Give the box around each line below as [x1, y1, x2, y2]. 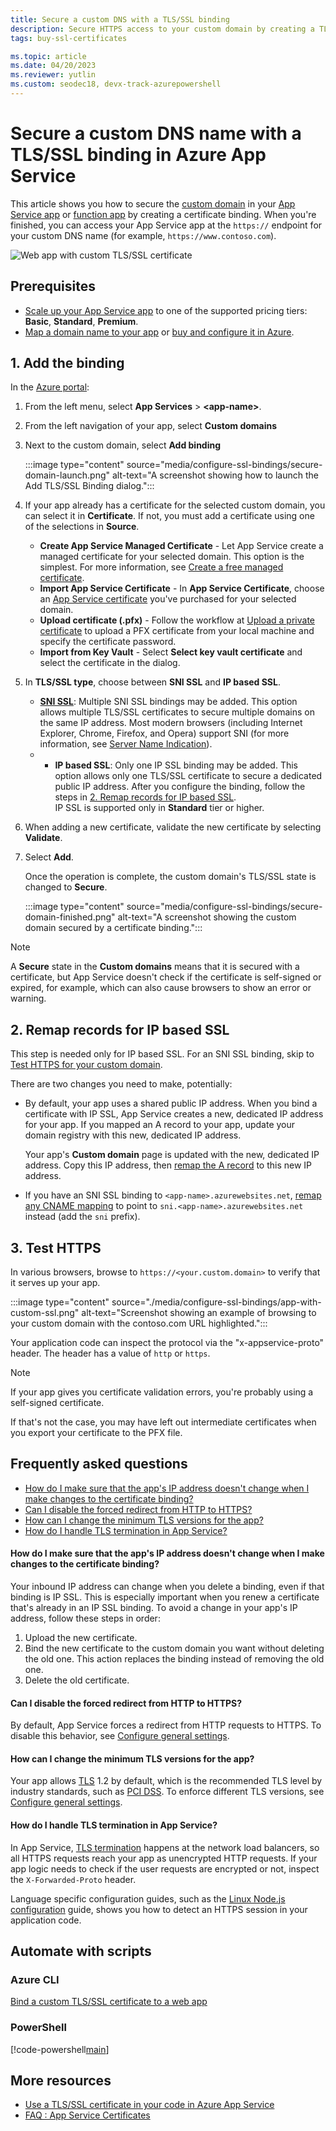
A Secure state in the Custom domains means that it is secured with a [10, 961, 300, 973]
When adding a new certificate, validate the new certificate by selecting [24, 821, 322, 833]
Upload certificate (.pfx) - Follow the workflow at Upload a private [39, 614, 315, 626]
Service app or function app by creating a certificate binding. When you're [10, 208, 317, 220]
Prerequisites [10, 278, 96, 295]
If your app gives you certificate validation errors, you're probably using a [10, 1386, 314, 1398]
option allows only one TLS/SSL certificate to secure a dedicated [54, 770, 323, 782]
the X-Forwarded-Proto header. [10, 1873, 137, 1885]
